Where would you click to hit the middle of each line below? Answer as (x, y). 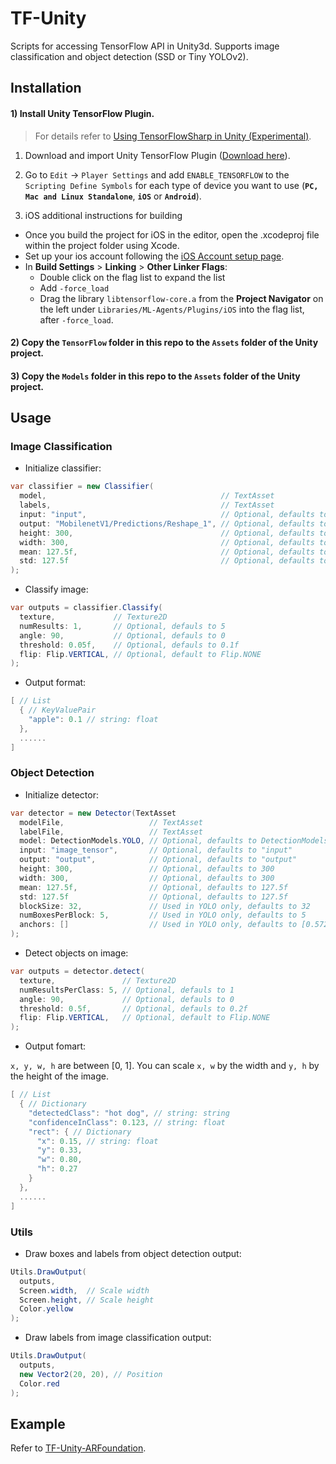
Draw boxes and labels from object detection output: (133, 1253)
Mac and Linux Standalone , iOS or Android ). (113, 196)
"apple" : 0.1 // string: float (93, 720)
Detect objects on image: (76, 953)
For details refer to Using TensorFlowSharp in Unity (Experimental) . (173, 136)
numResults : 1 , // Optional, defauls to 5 (122, 626)
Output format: (55, 683)
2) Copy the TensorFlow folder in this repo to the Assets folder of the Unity (164, 343)
